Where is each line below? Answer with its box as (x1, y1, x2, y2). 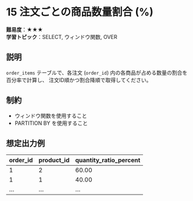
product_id (38, 156, 69, 164)
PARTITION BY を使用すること (14, 119, 88, 127)
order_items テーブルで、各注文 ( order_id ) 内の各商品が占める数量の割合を (6, 69, 188, 76)
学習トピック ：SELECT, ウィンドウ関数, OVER (6, 33, 118, 40)
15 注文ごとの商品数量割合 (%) (6, 5, 154, 19)
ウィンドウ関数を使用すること (14, 112, 87, 119)
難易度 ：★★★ (6, 26, 43, 33)
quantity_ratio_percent (75, 156, 141, 164)
